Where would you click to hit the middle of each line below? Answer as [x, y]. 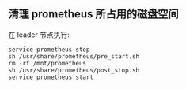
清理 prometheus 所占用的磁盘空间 [93, 14]
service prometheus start [51, 77]
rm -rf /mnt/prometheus [47, 63]
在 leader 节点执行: [39, 35]
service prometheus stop [49, 50]
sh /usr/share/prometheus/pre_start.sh [74, 56]
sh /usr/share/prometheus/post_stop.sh [74, 70]
